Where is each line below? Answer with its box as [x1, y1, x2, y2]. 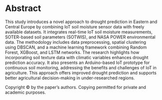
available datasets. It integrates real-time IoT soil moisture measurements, [5, 29, 153, 35]
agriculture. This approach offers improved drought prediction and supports [5, 70, 157, 75]
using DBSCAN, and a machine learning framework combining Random [5, 44, 147, 50]
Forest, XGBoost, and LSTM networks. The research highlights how [5, 49, 140, 55]
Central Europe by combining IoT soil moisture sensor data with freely [5, 24, 145, 29]
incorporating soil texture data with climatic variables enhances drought [5, 54, 149, 60]
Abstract [5, 3, 41, 14]
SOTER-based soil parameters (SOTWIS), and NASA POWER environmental [5, 34, 156, 40]
